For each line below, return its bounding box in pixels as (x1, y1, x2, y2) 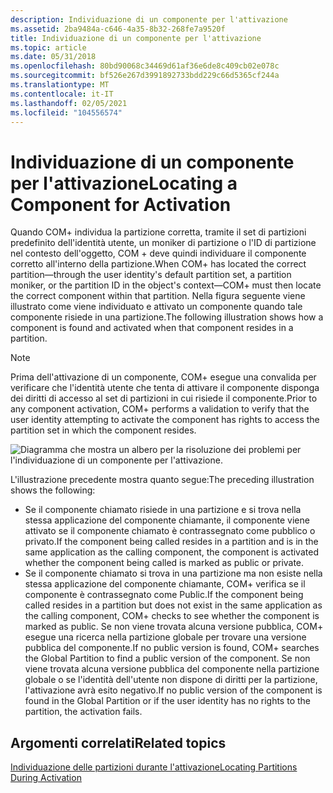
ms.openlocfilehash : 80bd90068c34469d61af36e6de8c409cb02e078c (10, 61, 280, 71)
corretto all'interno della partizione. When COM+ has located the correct (10, 258, 307, 270)
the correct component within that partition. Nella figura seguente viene (10, 290, 306, 302)
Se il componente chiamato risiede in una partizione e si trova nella (24, 504, 302, 516)
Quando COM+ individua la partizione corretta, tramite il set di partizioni (10, 226, 307, 238)
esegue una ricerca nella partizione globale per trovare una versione (24, 631, 307, 643)
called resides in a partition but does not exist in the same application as (24, 599, 323, 611)
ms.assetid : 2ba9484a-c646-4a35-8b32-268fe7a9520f (10, 24, 226, 34)
